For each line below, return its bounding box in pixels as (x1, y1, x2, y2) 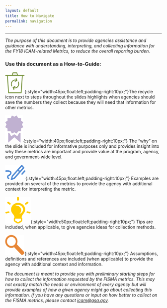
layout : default (5, 8, 39, 13)
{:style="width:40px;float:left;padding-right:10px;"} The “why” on (23, 138, 158, 144)
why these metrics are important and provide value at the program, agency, (5, 148, 160, 154)
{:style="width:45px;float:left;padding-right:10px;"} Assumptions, (24, 250, 158, 257)
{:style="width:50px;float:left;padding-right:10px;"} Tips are (30, 219, 153, 225)
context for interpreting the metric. (5, 186, 76, 192)
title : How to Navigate (5, 13, 55, 18)
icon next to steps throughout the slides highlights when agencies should (5, 94, 155, 100)
